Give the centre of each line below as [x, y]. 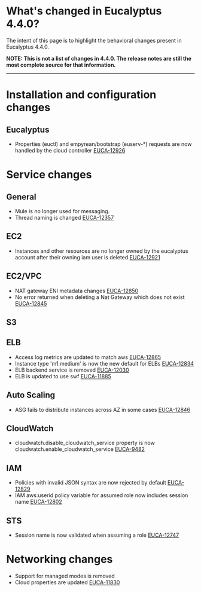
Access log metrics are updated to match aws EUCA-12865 [88, 357]
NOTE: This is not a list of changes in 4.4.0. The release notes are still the [99, 58]
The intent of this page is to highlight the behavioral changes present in [94, 40]
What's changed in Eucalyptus [84, 11]
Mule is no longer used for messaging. [62, 211]
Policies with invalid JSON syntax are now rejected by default [90, 483]
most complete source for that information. [61, 65]
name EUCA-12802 [38, 502]
